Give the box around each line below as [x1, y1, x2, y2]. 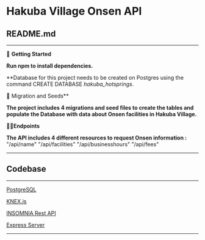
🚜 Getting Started [6, 51, 52, 57]
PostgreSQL [6, 186, 37, 193]
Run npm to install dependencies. [6, 62, 93, 69]
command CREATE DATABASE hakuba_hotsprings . [6, 80, 134, 88]
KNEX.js [6, 197, 27, 205]
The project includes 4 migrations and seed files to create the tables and [6, 104, 194, 111]
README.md [6, 29, 56, 39]
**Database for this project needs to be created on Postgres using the [6, 74, 184, 81]
